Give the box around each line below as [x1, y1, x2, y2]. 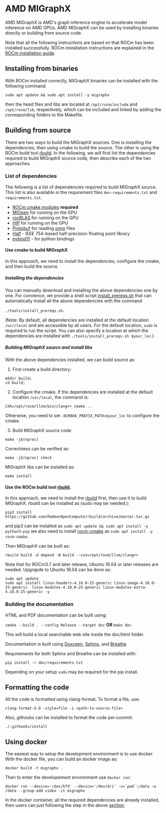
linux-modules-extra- [102, 585, 148, 590]
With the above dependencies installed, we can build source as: [5, 357, 135, 363]
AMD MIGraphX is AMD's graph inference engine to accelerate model [5, 19, 147, 25]
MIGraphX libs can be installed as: [5, 464, 75, 470]
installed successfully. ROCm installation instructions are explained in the [5, 45, 155, 51]
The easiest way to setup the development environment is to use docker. [5, 751, 154, 757]
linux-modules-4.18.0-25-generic [31, 585, 101, 590]
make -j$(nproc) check [5, 455, 52, 460]
